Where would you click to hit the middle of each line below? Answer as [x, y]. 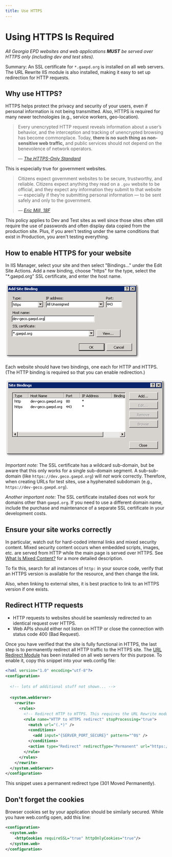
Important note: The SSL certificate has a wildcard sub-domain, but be [80, 465]
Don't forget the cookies [45, 799]
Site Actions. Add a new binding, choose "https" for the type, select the [81, 271]
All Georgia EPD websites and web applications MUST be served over [79, 51]
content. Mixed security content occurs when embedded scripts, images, [83, 547]
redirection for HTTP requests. [38, 78]
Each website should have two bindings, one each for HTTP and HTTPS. [82, 367]
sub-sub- [148, 471]
